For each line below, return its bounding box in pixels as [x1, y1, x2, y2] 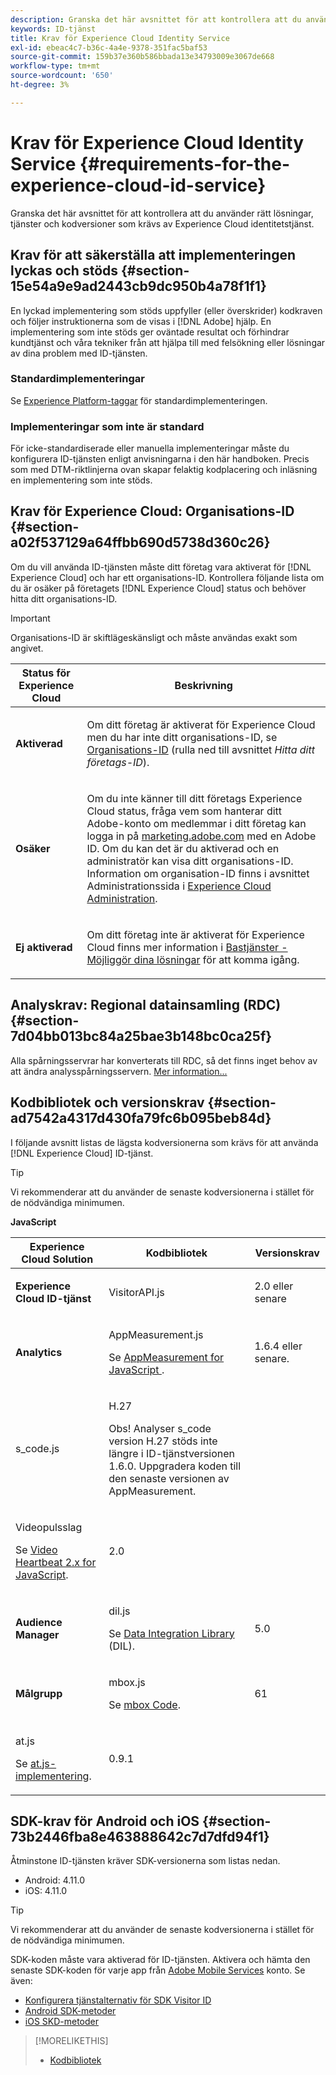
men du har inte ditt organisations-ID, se [86, 730, 278, 744]
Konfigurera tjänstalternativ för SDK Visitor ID [24, 1994, 212, 2006]
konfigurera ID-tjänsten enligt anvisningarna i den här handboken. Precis [10, 453, 310, 465]
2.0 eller [254, 1279, 294, 1293]
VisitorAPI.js [108, 1285, 165, 1299]
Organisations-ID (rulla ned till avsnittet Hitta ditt [86, 742, 315, 756]
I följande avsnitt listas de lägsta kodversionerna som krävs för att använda [10, 1136, 319, 1148]
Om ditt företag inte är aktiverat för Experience [86, 927, 305, 941]
